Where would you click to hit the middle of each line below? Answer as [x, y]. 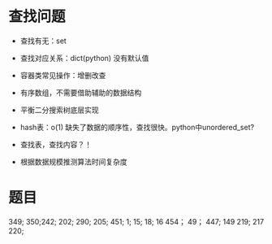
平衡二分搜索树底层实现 [59, 110]
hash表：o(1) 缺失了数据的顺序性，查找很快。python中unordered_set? [137, 127]
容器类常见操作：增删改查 [63, 75]
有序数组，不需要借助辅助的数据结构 [81, 92]
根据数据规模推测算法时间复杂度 [73, 161]
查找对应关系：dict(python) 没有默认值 [84, 58]
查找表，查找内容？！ [56, 144]
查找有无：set [43, 41]
